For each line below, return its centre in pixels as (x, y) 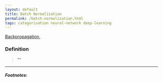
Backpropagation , (23, 37)
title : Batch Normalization (33, 14)
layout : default (21, 9)
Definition (17, 49)
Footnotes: (16, 75)
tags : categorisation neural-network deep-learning (58, 23)
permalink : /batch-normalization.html (44, 18)
